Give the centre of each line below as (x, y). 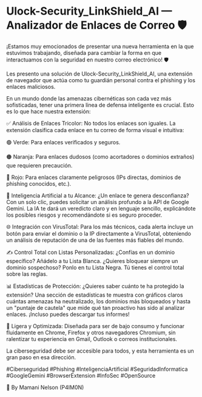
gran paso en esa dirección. (41, 357)
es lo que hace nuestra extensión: (49, 111)
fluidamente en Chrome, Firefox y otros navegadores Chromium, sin (91, 332)
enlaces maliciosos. (31, 86)
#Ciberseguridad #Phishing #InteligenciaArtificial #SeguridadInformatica (97, 369)
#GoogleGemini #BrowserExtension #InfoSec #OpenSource (81, 375)
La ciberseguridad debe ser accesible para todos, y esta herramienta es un (100, 351)
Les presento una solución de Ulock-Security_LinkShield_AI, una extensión (99, 74)
